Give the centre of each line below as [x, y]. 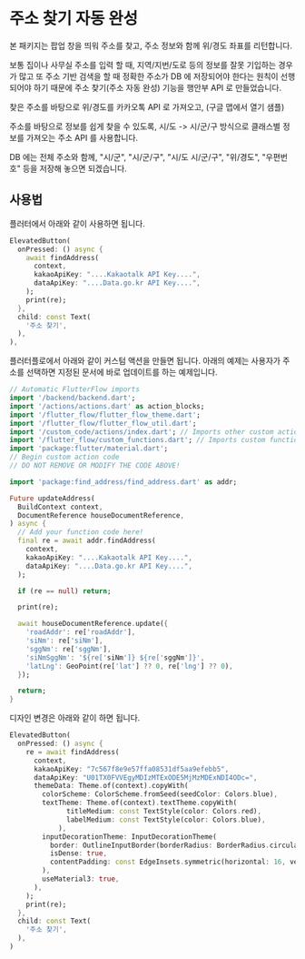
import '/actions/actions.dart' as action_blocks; [107, 406]
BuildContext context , [60, 507]
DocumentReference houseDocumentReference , [101, 515]
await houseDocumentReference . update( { [93, 624]
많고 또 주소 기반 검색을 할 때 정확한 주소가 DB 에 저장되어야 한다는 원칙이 [148, 76]
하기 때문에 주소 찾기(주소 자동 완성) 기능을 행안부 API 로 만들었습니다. [157, 87]
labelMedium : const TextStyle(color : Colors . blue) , [166, 820]
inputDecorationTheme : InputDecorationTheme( [130, 837]
